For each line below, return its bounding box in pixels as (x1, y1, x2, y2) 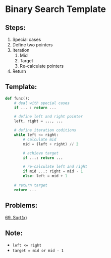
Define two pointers (12, 42, 53, 48)
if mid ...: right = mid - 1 (23, 169, 83, 174)
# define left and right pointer (14, 114, 83, 119)
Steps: (5, 23, 26, 32)
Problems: (5, 201, 38, 210)
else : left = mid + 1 (23, 173, 68, 179)
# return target (14, 183, 48, 188)
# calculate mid (23, 137, 56, 142)
